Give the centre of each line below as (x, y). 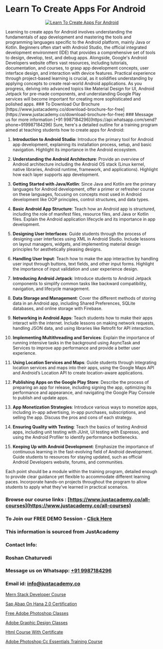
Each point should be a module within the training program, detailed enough (81, 471)
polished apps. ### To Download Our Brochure (53, 104)
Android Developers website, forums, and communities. (68, 462)
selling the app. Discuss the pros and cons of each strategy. (73, 417)
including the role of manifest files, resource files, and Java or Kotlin (81, 214)
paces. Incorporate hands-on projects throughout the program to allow (76, 481)
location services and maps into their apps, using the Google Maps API (83, 367)
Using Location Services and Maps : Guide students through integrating (84, 362)
